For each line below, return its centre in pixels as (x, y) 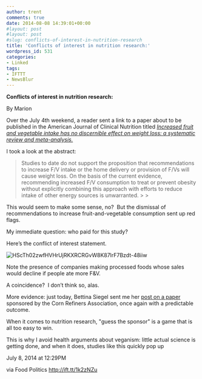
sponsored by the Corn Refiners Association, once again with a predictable (100, 303)
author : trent (24, 12)
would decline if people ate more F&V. (54, 273)
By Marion (19, 109)
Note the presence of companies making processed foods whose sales (95, 267)
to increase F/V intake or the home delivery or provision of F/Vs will (105, 170)
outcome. (18, 310)
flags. (13, 220)
